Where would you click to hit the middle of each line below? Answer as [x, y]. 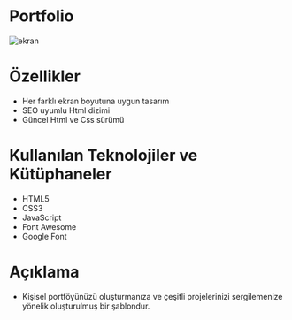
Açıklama [44, 272]
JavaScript [42, 217]
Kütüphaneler [61, 175]
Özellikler [45, 76]
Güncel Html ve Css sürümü [73, 119]
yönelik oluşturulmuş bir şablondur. [86, 306]
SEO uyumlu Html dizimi [66, 110]
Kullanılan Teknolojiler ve [104, 156]
